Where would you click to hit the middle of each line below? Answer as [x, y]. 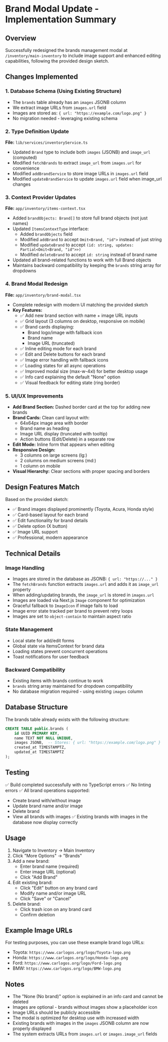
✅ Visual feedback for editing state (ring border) [70, 382]
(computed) [25, 157]
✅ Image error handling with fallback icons [64, 360]
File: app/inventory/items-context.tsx [45, 208]
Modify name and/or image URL [53, 893]
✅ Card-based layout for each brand [50, 515]
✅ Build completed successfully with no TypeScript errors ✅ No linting [78, 785]
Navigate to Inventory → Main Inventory [54, 850]
